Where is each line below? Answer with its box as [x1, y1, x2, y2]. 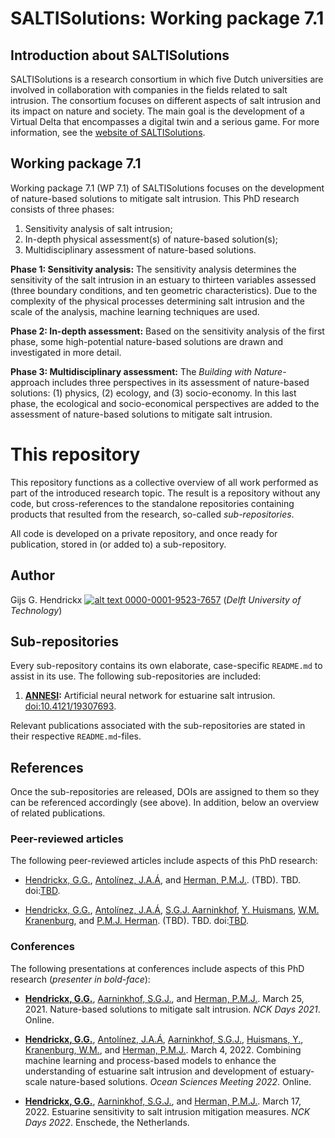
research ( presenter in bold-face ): [10, 973, 151, 985]
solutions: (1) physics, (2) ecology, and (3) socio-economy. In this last [10, 387, 297, 399]
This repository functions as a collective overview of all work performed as [10, 476, 319, 488]
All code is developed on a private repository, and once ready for [10, 527, 278, 539]
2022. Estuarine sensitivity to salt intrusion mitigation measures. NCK [24, 1105, 311, 1117]
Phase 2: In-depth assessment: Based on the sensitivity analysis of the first [10, 325, 325, 337]
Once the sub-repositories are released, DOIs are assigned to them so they [10, 786, 320, 798]
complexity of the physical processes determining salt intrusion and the [10, 295, 305, 307]
